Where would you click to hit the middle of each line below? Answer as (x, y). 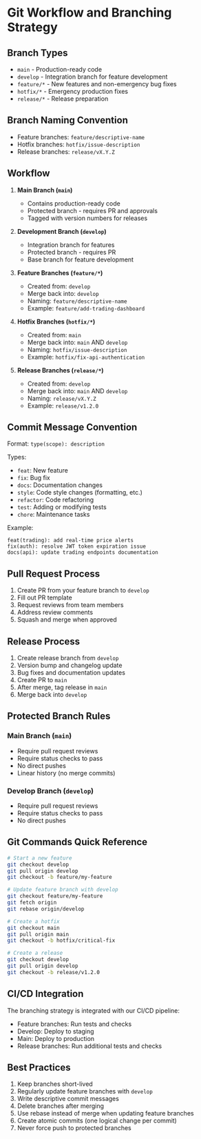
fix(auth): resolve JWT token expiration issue (77, 546)
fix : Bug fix (33, 478)
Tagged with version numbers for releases (87, 218)
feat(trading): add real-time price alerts (71, 541)
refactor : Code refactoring (55, 500)
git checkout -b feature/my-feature (60, 878)
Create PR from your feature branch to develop (83, 591)
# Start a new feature (40, 858)
